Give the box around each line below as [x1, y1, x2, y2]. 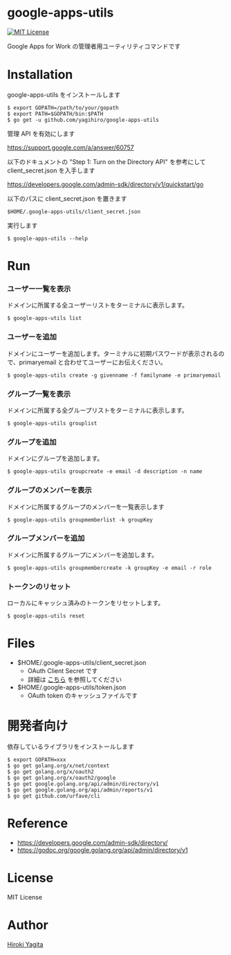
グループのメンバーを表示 [7, 485, 92, 495]
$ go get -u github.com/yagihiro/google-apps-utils [7, 116, 159, 123]
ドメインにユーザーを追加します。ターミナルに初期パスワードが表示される [7, 349, 219, 357]
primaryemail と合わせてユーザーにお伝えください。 [19, 358, 167, 366]
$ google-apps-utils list [7, 315, 82, 322]
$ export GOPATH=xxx [7, 756, 67, 763]
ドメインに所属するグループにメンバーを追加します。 [7, 551, 158, 559]
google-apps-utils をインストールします [7, 90, 121, 98]
